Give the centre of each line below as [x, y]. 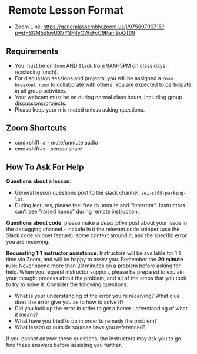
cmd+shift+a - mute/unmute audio [56, 142]
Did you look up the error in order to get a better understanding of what [101, 309]
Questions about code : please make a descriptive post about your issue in [97, 223]
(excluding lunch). [36, 72]
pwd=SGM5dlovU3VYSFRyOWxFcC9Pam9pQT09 [75, 32]
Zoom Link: [28, 27]
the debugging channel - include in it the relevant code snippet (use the [93, 229]
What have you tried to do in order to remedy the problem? [86, 321]
